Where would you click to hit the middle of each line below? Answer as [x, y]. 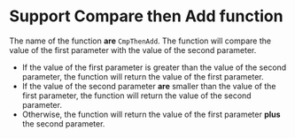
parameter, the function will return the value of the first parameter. [143, 76]
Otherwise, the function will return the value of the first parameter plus [151, 114]
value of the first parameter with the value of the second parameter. [133, 50]
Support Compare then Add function [146, 16]
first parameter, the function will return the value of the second [136, 96]
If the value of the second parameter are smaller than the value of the [149, 86]
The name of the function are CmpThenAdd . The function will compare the [140, 41]
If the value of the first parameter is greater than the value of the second [154, 67]
